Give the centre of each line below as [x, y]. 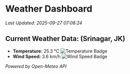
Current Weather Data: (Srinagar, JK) [66, 39]
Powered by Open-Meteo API [36, 66]
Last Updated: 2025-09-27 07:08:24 [44, 23]
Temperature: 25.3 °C [36, 51]
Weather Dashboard [49, 9]
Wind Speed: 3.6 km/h [36, 56]
